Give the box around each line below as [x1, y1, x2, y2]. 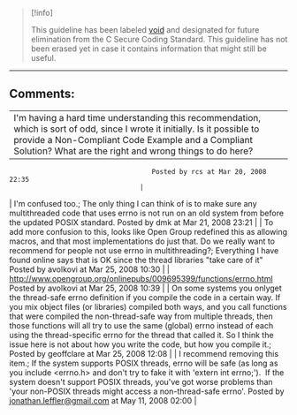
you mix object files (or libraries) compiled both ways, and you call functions [9, 301, 287, 312]
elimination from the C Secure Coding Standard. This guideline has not [30, 34, 288, 44]
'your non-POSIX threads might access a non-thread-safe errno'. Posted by [9, 386, 285, 396]
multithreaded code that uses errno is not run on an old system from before [9, 207, 285, 218]
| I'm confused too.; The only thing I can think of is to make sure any [9, 198, 257, 208]
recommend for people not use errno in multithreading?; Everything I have [9, 245, 279, 255]
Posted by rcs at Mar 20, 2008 [151, 167, 267, 176]
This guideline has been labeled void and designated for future [30, 25, 260, 34]
